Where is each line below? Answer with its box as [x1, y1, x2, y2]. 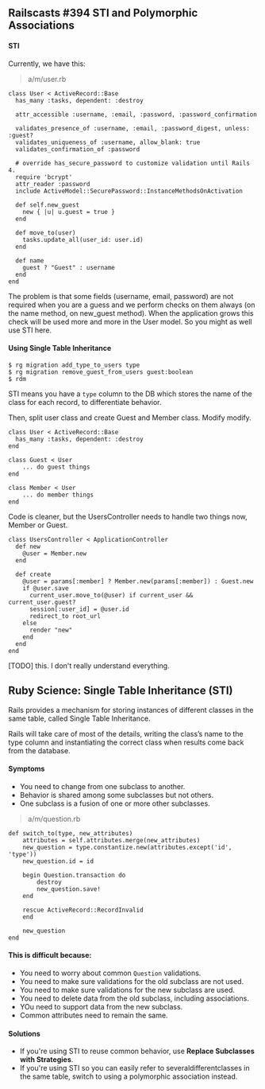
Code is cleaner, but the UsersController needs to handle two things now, [8, 511, 248, 521]
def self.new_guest [15, 200, 80, 209]
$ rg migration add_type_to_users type [8, 361, 140, 369]
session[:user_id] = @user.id [29, 605, 129, 613]
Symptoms [8, 764, 45, 774]
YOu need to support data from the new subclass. [19, 1002, 183, 1012]
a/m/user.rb [27, 74, 67, 84]
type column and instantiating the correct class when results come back [8, 737, 244, 747]
